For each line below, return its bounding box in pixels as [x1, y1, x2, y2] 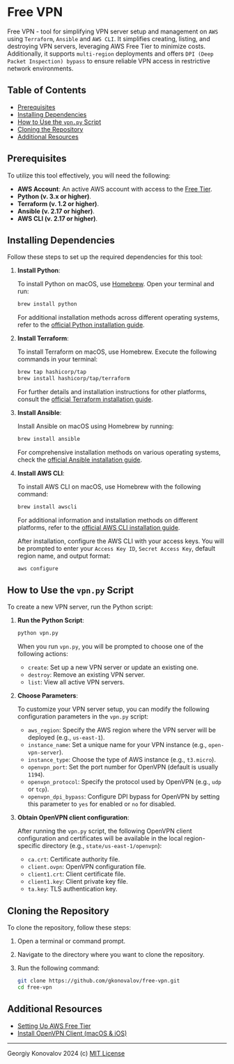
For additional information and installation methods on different [17, 516, 198, 524]
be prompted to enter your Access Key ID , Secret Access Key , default [17, 544, 216, 552]
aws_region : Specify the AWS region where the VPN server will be [27, 726, 216, 735]
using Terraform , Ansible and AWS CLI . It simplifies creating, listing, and [7, 34, 210, 42]
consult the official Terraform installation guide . [17, 395, 153, 403]
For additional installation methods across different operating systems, [17, 313, 220, 322]
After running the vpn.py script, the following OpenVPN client [17, 827, 192, 836]
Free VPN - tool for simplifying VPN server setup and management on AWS [7, 27, 219, 36]
